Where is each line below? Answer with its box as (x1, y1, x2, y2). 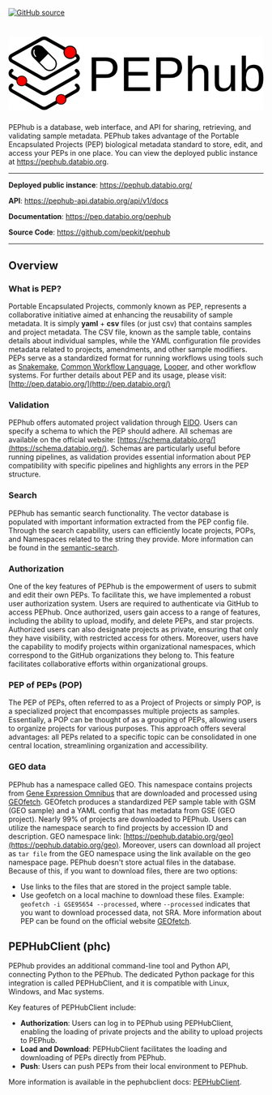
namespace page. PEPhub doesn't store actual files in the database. (8, 857, 236, 867)
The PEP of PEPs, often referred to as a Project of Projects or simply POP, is (8, 698, 261, 708)
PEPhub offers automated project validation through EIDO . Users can (8, 418, 238, 428)
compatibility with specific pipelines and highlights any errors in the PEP (8, 461, 249, 471)
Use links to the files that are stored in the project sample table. (19, 882, 232, 891)
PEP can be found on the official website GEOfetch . (19, 916, 192, 925)
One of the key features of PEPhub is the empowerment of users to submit (8, 581, 257, 592)
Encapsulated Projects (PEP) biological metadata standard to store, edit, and (8, 140, 263, 149)
